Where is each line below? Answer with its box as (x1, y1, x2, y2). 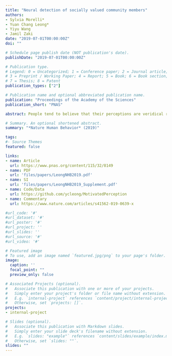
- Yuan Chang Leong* (5, 22, 50, 27)
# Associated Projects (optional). (5, 281, 81, 286)
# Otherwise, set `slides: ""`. (5, 338, 79, 344)
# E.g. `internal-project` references (5, 295, 93, 301)
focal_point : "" (10, 267, 45, 272)
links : (5, 153, 19, 159)
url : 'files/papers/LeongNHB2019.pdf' (10, 172, 93, 177)
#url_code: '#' (5, 210, 38, 215)
